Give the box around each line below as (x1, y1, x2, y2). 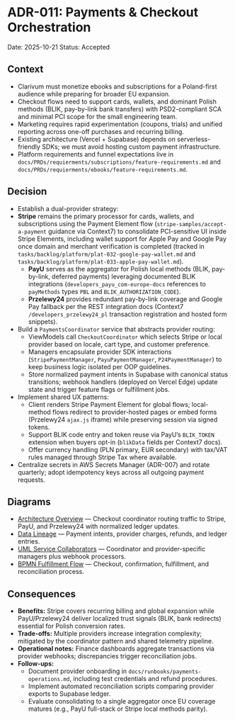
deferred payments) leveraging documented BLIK (52, 272, 196, 281)
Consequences (7, 587, 76, 600)
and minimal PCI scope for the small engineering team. (17, 112, 178, 120)
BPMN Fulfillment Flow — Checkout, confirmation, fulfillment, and (17, 560, 210, 568)
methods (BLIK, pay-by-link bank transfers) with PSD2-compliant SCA (17, 104, 222, 113)
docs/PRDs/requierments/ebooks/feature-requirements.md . (17, 164, 188, 174)
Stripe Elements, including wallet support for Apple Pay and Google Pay (17, 235, 227, 243)
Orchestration (7, 19, 91, 35)
